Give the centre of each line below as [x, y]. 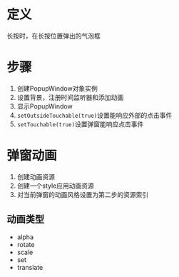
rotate [26, 244]
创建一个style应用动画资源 [55, 186]
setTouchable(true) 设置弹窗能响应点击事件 [80, 124]
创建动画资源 [36, 176]
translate [30, 267]
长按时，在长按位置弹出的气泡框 [53, 36]
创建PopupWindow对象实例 [57, 88]
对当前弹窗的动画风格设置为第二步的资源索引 [83, 194]
